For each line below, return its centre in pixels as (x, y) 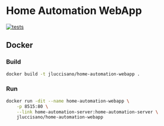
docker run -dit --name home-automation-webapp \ (68, 101)
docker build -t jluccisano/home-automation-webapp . (73, 74)
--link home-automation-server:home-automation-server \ (88, 112)
